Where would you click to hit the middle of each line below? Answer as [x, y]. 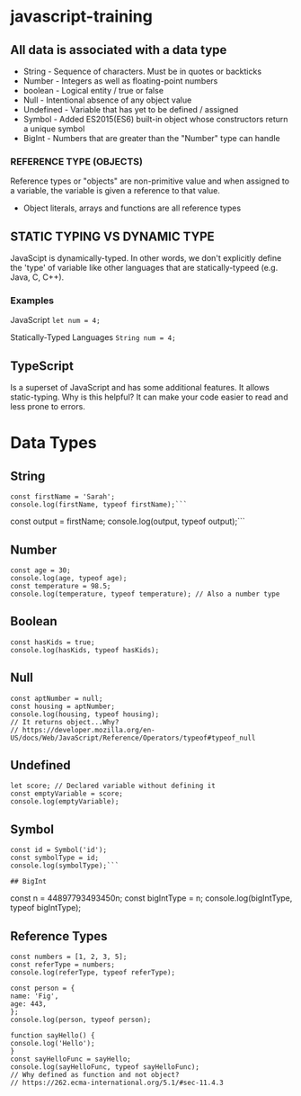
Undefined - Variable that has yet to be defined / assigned [131, 109]
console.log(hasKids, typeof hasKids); [85, 650]
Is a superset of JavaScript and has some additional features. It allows [140, 388]
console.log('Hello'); [53, 1044]
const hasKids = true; [53, 642]
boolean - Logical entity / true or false [93, 90]
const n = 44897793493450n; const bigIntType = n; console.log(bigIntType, [151, 898]
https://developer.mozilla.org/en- [89, 730]
